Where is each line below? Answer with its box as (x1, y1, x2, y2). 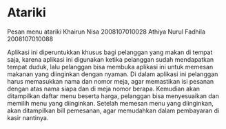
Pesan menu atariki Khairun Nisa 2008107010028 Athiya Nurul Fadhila (7, 27, 205, 36)
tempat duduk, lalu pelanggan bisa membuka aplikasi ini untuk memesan (7, 62, 214, 71)
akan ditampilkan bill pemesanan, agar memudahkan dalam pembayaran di (7, 106, 220, 115)
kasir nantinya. (7, 113, 49, 121)
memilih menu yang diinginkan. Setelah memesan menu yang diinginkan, (7, 99, 214, 107)
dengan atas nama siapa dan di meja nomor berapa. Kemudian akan (7, 84, 201, 93)
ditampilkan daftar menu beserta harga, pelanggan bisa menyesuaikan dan (7, 91, 219, 100)
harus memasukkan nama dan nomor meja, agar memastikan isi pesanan (7, 77, 214, 85)
